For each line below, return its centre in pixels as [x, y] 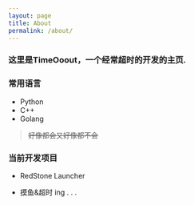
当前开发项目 [33, 158]
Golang [32, 119]
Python [32, 102]
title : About [30, 23]
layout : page [30, 16]
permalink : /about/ [41, 30]
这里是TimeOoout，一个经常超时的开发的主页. [97, 60]
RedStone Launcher [52, 175]
